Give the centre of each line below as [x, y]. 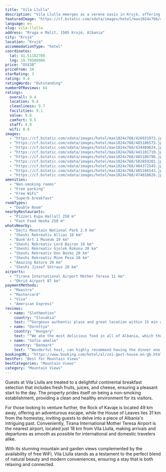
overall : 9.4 [23, 97]
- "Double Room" [26, 207]
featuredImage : [21, 19]
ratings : [14, 92]
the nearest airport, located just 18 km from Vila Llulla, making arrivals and [81, 429]
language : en [19, 23]
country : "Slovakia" [35, 318]
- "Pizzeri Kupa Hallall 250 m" [43, 216]
